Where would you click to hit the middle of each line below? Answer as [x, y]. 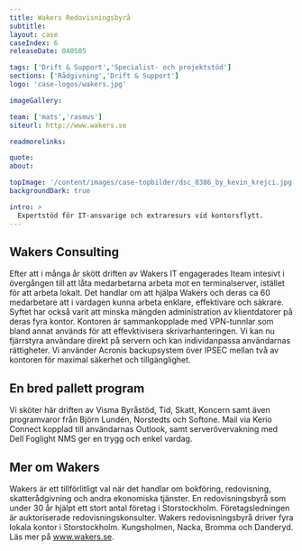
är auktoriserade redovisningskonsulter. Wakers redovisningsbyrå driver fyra [151, 517]
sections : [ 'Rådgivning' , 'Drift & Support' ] [94, 76]
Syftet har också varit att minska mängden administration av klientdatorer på [151, 312]
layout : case [34, 34]
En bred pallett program [77, 388]
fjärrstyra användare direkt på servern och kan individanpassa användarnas [150, 341]
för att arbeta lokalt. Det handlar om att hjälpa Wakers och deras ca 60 [140, 293]
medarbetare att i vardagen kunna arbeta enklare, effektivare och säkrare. [146, 302]
